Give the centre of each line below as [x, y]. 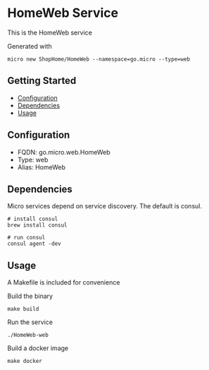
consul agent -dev [34, 244]
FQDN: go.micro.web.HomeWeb [64, 152]
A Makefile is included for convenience [64, 282]
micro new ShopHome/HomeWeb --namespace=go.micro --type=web [99, 59]
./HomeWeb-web [28, 335]
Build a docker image [38, 348]
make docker [25, 362]
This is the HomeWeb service [50, 32]
